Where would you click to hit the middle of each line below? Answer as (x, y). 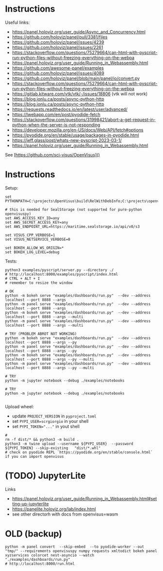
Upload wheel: (19, 406)
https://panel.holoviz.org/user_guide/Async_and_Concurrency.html (79, 32)
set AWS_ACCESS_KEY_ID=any (32, 218)
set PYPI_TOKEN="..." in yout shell (46, 426)
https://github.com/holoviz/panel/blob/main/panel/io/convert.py (76, 78)
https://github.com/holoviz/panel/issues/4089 (58, 73)
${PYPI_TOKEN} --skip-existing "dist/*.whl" (53, 448)
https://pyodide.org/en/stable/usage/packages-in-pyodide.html (75, 135)
